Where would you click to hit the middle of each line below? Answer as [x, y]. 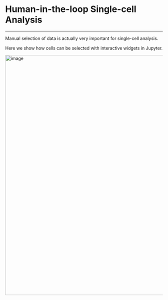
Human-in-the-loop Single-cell [71, 9]
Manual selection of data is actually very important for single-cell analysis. [82, 38]
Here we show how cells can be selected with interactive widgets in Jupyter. [84, 48]
